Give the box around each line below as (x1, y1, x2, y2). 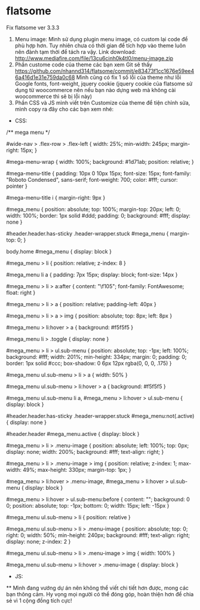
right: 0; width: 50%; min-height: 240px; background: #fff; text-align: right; (6, 531, 190, 539)
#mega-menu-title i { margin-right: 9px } (6, 194, 106, 201)
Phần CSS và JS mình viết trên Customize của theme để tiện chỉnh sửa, (14, 99, 190, 106)
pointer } (6, 182, 28, 190)
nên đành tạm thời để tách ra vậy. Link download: (14, 48, 136, 55)
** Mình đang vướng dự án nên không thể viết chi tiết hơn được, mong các (6, 584, 189, 591)
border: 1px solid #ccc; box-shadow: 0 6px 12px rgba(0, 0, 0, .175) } (6, 359, 172, 367)
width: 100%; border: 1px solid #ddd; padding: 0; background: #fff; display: (6, 212, 191, 219)
